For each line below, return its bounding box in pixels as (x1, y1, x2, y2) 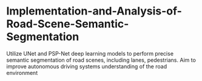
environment (6, 69, 38, 76)
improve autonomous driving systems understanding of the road (6, 62, 167, 70)
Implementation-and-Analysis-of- (6, 4, 182, 18)
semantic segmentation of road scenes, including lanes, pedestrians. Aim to (6, 56, 196, 63)
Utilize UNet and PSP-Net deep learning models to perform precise (6, 50, 174, 57)
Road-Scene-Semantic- (6, 17, 129, 31)
